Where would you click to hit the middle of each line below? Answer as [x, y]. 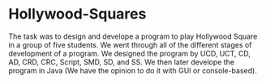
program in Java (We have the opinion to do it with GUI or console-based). [133, 70]
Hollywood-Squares [77, 14]
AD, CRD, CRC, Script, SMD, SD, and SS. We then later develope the [122, 62]
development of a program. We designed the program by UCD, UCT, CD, [130, 53]
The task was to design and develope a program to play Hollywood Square [133, 36]
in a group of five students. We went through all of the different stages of [130, 44]
